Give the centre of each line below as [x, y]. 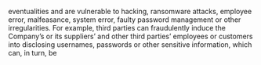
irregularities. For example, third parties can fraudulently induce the [117, 28]
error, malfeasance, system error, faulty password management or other [125, 20]
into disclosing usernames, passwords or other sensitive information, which [130, 45]
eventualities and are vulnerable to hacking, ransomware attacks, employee [130, 11]
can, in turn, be [33, 53]
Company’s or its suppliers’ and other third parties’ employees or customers [130, 36]
